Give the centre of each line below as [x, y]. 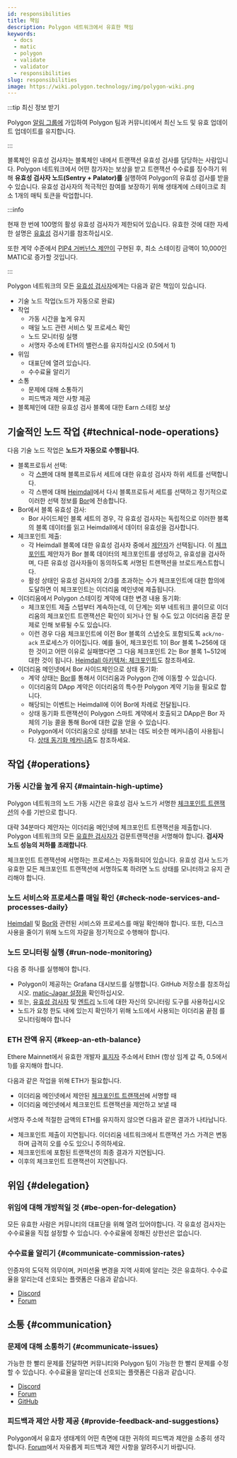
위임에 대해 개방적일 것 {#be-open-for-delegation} [92, 1207]
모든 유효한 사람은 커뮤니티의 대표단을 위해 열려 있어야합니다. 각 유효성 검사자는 [117, 1224]
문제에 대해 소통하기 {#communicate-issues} [83, 1346]
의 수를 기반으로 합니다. [45, 812]
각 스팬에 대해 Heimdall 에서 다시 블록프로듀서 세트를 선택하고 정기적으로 [128, 492]
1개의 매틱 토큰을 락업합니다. [54, 196]
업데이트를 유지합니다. [45, 131]
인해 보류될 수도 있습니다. [76, 625]
